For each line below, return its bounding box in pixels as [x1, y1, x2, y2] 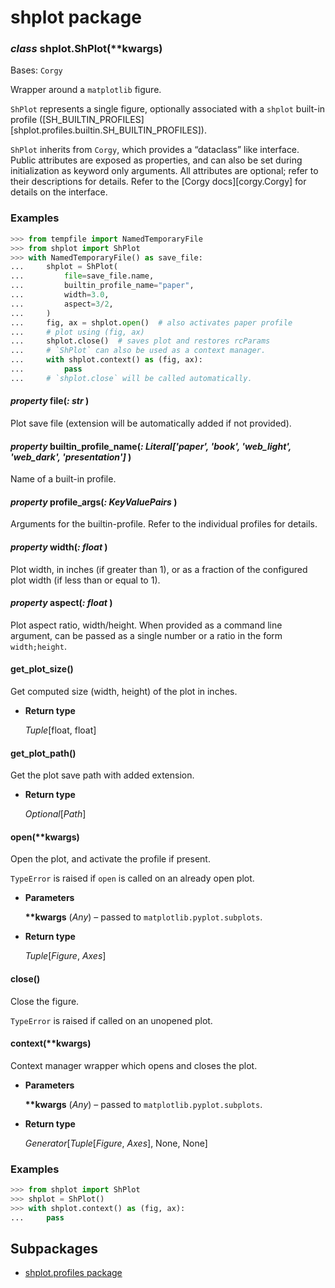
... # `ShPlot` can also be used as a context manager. [10, 346, 267, 356]
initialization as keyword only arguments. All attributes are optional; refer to [10, 165, 319, 177]
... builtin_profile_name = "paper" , [10, 281, 195, 291]
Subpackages [10, 1241, 98, 1257]
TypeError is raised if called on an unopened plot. [10, 1014, 213, 1026]
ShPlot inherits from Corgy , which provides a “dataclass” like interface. [10, 144, 300, 156]
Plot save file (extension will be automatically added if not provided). [10, 417, 292, 429]
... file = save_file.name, [10, 271, 155, 281]
